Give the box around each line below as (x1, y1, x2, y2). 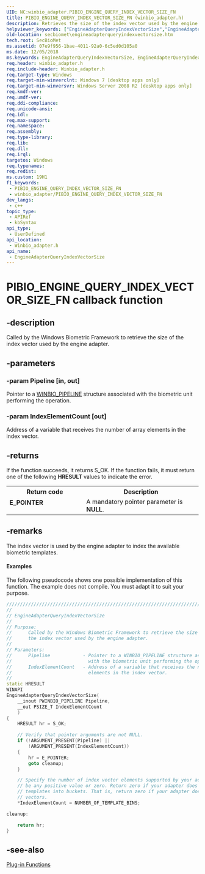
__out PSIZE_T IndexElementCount (17, 704, 103, 710)
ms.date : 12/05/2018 (6, 49, 59, 55)
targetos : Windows (6, 157, 53, 163)
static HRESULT (6, 681, 45, 687)
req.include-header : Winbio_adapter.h (6, 66, 105, 72)
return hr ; (17, 822, 45, 828)
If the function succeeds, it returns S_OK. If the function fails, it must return (6, 467, 195, 474)
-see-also (6, 845, 45, 855)
